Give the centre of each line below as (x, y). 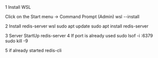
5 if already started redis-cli (33, 50)
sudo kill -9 (17, 41)
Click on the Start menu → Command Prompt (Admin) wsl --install (72, 16)
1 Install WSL (18, 7)
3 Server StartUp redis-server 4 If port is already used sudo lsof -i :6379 (79, 36)
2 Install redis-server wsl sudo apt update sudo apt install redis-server (77, 26)
